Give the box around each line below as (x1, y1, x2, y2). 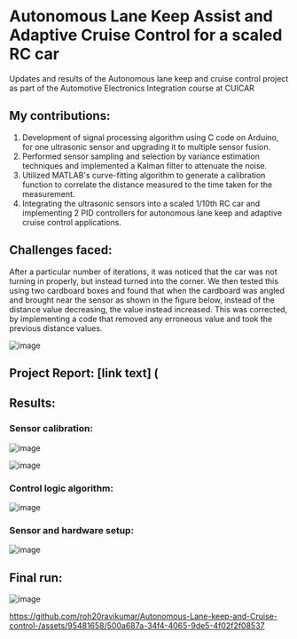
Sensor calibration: (9, 422, 93, 435)
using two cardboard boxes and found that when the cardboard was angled (9, 285, 285, 296)
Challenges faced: (9, 242, 113, 258)
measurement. (21, 188, 75, 199)
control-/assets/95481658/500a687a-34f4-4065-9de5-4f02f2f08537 (9, 620, 265, 631)
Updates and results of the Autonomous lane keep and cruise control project (9, 73, 289, 83)
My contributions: (9, 108, 111, 123)
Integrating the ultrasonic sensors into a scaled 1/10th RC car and (21, 198, 261, 209)
